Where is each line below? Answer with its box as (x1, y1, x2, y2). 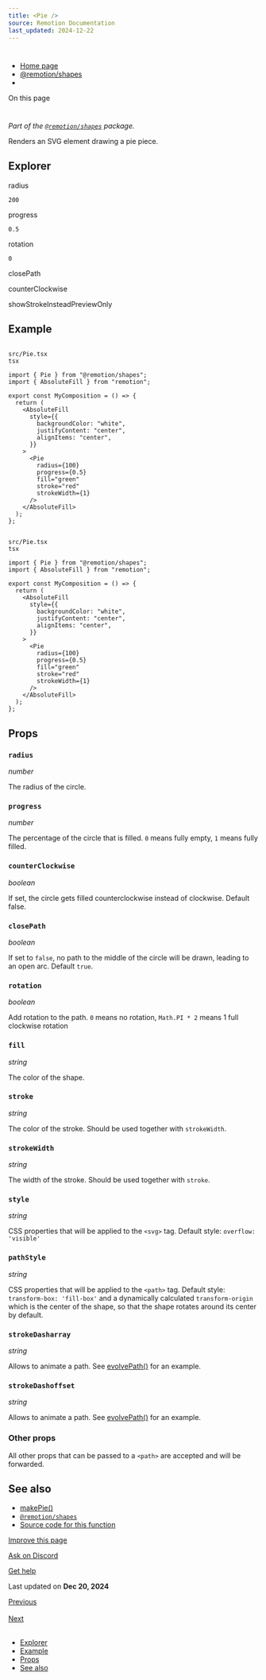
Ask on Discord (8, 1551, 59, 1561)
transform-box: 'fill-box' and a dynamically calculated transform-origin (8, 1293, 253, 1302)
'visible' (8, 1235, 41, 1243)
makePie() (19, 1503, 54, 1513)
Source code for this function (19, 1520, 116, 1530)
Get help (8, 1566, 37, 1576)
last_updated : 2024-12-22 (8, 26, 94, 34)
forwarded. (8, 1459, 45, 1469)
